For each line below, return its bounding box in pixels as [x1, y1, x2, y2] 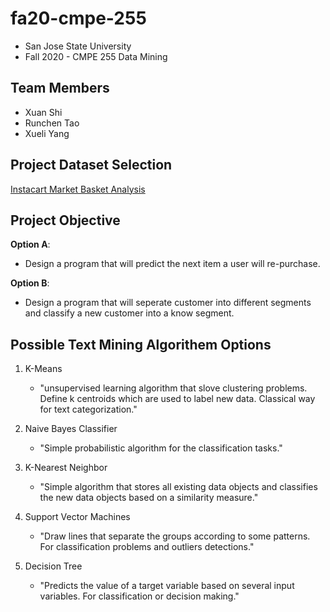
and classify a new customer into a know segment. [24, 307, 235, 319]
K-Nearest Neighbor [24, 462, 108, 474]
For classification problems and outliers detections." [39, 541, 255, 553]
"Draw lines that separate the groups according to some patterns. [39, 530, 311, 542]
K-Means [24, 363, 63, 375]
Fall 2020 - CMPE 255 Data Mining [24, 50, 168, 62]
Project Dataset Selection [10, 157, 173, 174]
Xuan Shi [24, 106, 63, 118]
